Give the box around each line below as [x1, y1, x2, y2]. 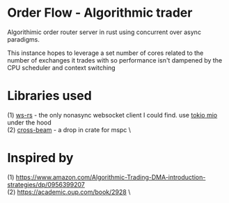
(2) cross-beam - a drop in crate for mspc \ [7, 125, 131, 133]
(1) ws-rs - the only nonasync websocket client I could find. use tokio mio [7, 111, 218, 119]
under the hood [7, 118, 52, 127]
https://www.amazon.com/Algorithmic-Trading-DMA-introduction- [15, 172, 206, 181]
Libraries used [7, 88, 92, 104]
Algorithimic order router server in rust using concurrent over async [7, 28, 202, 36]
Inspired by [7, 150, 74, 166]
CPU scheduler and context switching [7, 63, 116, 72]
